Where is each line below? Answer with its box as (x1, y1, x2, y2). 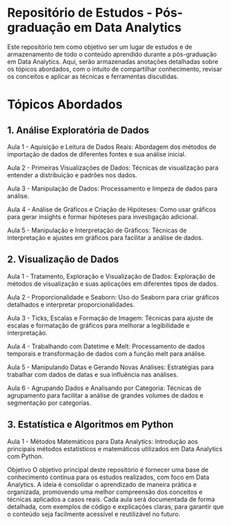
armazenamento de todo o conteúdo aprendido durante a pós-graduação (7, 50, 217, 58)
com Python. (7, 452, 44, 460)
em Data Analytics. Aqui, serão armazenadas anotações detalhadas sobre (7, 57, 219, 65)
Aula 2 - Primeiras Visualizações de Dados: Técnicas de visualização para (7, 163, 219, 172)
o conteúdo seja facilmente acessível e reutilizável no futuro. (7, 510, 180, 518)
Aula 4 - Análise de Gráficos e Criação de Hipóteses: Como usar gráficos (7, 205, 216, 213)
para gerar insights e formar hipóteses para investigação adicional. (7, 212, 199, 220)
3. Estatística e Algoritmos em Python (7, 419, 174, 430)
